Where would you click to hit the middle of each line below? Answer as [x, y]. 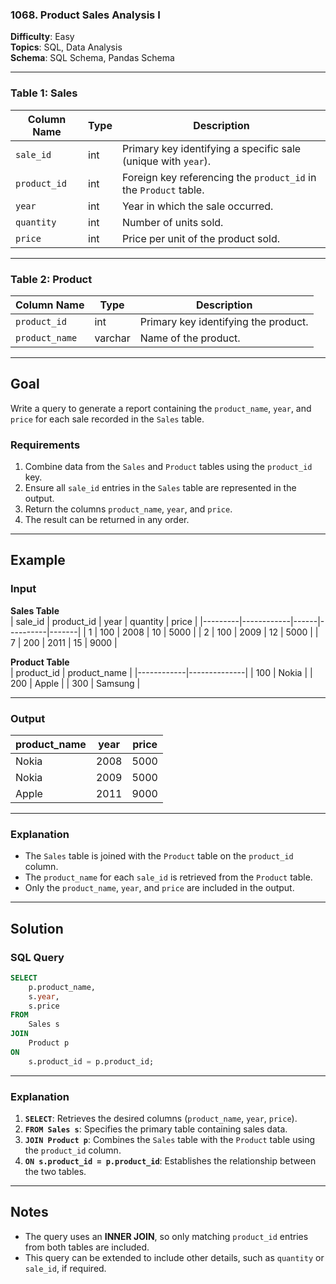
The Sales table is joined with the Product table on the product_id [159, 856]
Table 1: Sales [44, 93]
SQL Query [37, 957]
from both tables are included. [87, 1247]
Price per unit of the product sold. [200, 238]
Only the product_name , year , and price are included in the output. [159, 888]
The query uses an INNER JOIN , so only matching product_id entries [166, 1236]
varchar [112, 338]
